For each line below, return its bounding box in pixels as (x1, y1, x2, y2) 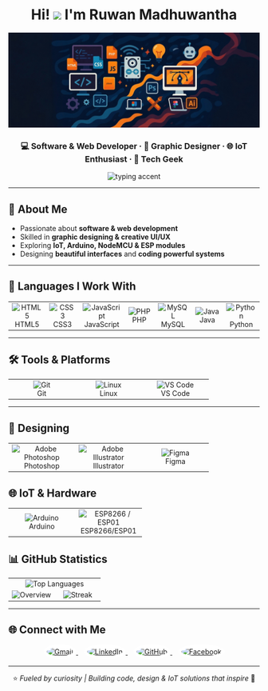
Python (229, 319, 254, 329)
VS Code (160, 388, 190, 397)
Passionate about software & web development (19, 224, 178, 234)
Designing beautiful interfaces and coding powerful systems (19, 250, 225, 259)
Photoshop (23, 461, 60, 470)
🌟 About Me (8, 202, 68, 216)
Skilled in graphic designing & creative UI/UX (19, 232, 171, 242)
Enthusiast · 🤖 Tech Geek (85, 154, 183, 165)
